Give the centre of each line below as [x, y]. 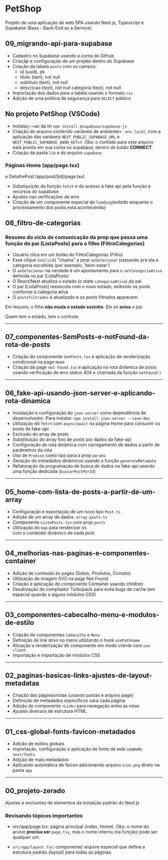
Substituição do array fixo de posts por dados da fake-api [72, 440]
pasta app [22, 770]
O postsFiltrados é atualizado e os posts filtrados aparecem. [75, 297]
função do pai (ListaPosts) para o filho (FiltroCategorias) [75, 244]
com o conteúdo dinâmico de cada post [53, 533]
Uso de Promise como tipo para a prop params [59, 455]
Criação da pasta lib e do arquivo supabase [57, 153]
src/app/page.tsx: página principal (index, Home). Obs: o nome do [80, 826]
